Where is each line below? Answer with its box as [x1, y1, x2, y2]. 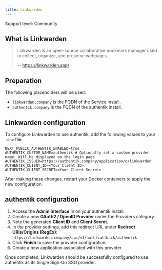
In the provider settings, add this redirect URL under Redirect [12, 224, 136, 230]
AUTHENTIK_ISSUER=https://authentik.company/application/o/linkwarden [5, 159, 152, 164]
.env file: [5, 136, 23, 142]
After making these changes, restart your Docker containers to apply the [5, 176, 151, 182]
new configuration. [5, 181, 43, 187]
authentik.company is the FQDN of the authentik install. [12, 104, 122, 110]
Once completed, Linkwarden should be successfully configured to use [5, 254, 149, 260]
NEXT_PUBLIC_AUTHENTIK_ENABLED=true [5, 146, 80, 151]
